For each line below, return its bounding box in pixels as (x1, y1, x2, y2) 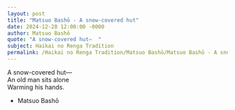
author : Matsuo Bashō (7, 29, 71, 37)
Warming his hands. (7, 83, 65, 91)
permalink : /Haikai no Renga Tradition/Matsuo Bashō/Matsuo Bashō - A (7, 49, 218, 56)
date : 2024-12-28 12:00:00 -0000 (7, 23, 105, 30)
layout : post (7, 10, 45, 17)
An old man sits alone (7, 75, 70, 84)
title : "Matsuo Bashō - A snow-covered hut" (7, 17, 139, 24)
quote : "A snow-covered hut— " (7, 36, 101, 43)
